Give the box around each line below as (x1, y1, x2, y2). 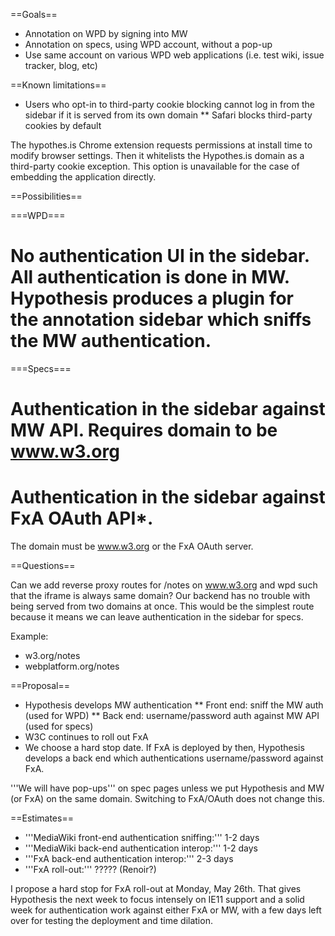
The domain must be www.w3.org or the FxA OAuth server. (10, 540, 254, 553)
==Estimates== (10, 812, 74, 824)
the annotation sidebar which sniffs (10, 309, 312, 331)
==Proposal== (10, 680, 71, 692)
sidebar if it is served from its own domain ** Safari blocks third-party (24, 109, 313, 121)
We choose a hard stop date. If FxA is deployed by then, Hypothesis (24, 742, 305, 754)
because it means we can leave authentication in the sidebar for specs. (10, 611, 304, 623)
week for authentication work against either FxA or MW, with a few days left (10, 904, 322, 916)
